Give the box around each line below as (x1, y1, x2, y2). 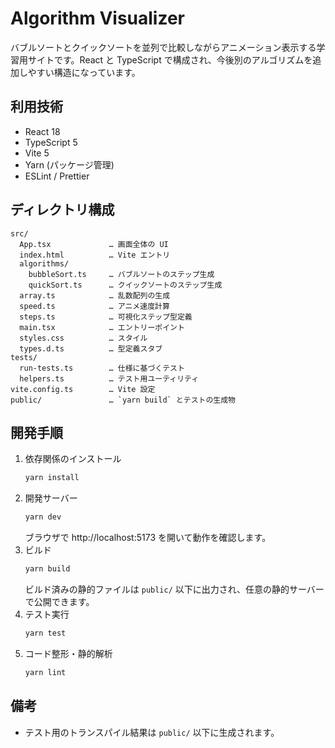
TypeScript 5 (24, 136, 78, 148)
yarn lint (24, 667, 67, 677)
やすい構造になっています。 (27, 66, 141, 78)
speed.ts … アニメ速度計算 (19, 301, 170, 311)
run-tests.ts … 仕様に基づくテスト (19, 363, 185, 373)
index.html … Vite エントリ (19, 250, 171, 260)
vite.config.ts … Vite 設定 (10, 384, 156, 394)
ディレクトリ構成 (10, 202, 115, 219)
